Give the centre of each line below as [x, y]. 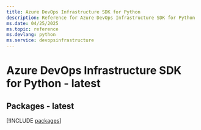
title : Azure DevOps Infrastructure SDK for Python [73, 12]
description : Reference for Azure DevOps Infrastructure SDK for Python [101, 18]
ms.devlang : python [31, 35]
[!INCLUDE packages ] [34, 121]
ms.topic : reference [33, 29]
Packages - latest [40, 106]
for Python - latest [53, 84]
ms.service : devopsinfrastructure [50, 40]
